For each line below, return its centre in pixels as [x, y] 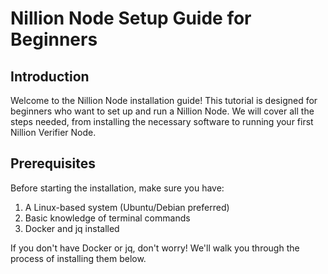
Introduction [50, 76]
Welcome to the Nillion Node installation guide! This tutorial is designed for [164, 100]
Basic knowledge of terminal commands [107, 218]
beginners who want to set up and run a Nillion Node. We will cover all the [162, 111]
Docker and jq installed [72, 228]
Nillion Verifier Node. [53, 132]
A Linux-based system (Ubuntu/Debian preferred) [127, 207]
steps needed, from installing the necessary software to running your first [162, 121]
